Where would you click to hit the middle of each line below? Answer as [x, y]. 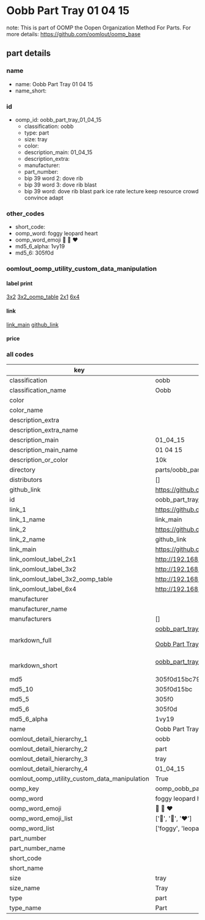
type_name [25, 908]
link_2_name [27, 540]
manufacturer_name [38, 609]
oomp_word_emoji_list [41, 818]
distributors [26, 480]
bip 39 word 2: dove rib [54, 178]
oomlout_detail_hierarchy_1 [49, 739]
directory [22, 470]
